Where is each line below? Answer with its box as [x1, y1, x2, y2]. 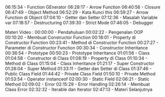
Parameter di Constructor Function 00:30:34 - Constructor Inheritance [5, 45, 148, 50]
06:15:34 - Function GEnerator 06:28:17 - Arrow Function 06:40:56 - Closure [5, 4, 161, 10]
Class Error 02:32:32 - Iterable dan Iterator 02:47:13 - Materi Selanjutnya [5, 87, 153, 92]
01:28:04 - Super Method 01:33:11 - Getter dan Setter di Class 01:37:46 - [5, 66, 152, 72]
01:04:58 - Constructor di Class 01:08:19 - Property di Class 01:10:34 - [5, 55, 148, 61]
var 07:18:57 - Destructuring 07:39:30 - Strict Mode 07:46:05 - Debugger [5, 20, 154, 25]
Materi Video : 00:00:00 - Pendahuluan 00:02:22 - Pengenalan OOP [5, 29, 143, 35]
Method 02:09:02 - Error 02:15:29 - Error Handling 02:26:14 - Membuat [5, 81, 150, 87]
